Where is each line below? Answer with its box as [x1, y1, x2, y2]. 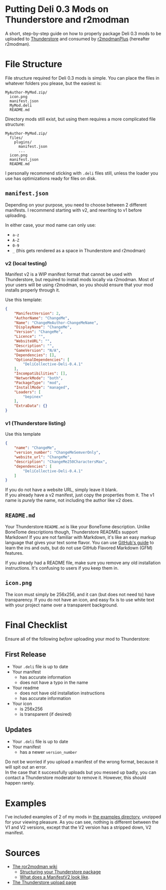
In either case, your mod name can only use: [5, 222, 96, 228]
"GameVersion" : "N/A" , [14, 348, 61, 353]
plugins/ [14, 139, 32, 145]
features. [5, 550, 24, 556]
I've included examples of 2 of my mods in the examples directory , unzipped [5, 814, 162, 820]
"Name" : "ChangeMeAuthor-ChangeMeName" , [14, 320, 99, 325]
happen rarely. [5, 780, 35, 786]
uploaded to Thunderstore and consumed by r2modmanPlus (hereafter [5, 36, 150, 42]
